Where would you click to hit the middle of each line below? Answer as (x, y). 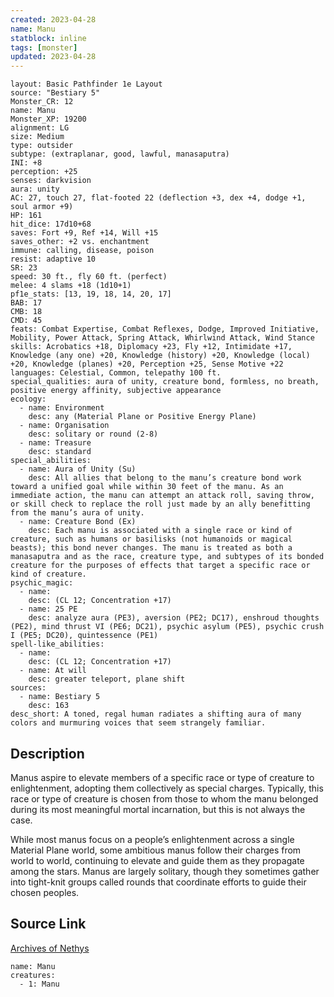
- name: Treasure (55, 443)
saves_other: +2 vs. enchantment (80, 242)
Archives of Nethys (50, 948)
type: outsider (42, 146)
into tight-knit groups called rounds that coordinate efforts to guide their (158, 882)
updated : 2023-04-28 (53, 57)
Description (47, 753)
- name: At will (53, 671)
